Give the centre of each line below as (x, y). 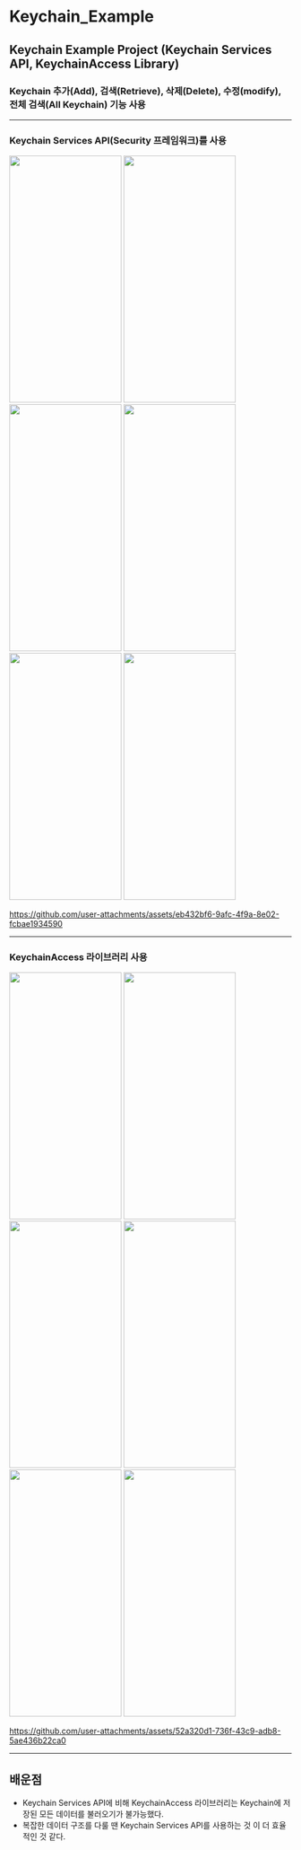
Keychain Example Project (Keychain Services (141, 50)
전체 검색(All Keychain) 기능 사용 (77, 104)
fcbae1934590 (36, 924)
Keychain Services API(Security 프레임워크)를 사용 (118, 140)
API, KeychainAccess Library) (95, 63)
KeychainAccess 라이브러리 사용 (78, 957)
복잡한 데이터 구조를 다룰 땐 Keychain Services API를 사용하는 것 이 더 (146, 1826)
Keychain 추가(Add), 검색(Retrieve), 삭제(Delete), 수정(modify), (146, 91)
